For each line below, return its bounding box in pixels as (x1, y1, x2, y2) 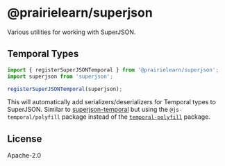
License (7, 133, 42, 144)
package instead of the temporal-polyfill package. (61, 113, 210, 121)
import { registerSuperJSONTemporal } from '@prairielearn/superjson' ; (7, 66, 219, 74)
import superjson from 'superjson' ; (7, 73, 113, 80)
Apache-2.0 (7, 151, 42, 160)
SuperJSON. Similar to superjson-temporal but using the (7, 106, 169, 114)
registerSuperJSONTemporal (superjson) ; (7, 85, 123, 92)
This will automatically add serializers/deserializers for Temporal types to (7, 98, 217, 106)
